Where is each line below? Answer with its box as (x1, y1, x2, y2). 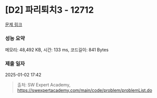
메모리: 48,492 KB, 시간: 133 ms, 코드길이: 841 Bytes (5, 47, 109, 53)
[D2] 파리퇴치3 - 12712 (5, 4, 94, 16)
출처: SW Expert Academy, (17, 81, 71, 88)
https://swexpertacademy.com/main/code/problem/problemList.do (17, 87, 153, 93)
